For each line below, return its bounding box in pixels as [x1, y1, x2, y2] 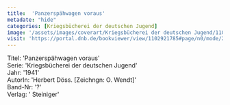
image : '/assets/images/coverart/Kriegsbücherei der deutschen [7, 29, 192, 36]
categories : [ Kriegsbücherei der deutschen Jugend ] [7, 22, 157, 29]
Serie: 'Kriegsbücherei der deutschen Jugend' [7, 61, 138, 70]
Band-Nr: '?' [7, 83, 42, 91]
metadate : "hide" [7, 16, 57, 23]
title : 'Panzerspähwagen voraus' [7, 10, 106, 17]
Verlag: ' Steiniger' [7, 90, 60, 99]
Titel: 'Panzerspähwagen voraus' [7, 54, 101, 62]
